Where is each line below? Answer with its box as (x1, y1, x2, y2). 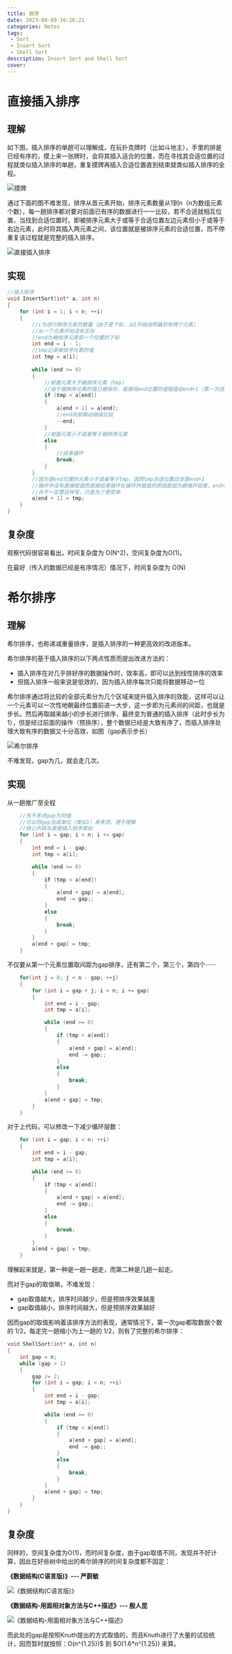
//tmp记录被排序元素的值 (32, 347, 95, 354)
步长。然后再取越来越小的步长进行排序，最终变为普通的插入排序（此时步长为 (7, 710, 225, 718)
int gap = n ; (19, 1353, 57, 1360)
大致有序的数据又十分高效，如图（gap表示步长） (12, 727, 152, 735)
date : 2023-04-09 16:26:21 (7, 17, 85, 24)
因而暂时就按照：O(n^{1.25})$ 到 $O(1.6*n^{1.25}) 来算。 (19, 1639, 180, 1648)
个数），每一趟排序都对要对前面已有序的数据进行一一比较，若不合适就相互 (7, 207, 216, 215)
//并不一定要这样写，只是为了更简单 (32, 489, 121, 495)
